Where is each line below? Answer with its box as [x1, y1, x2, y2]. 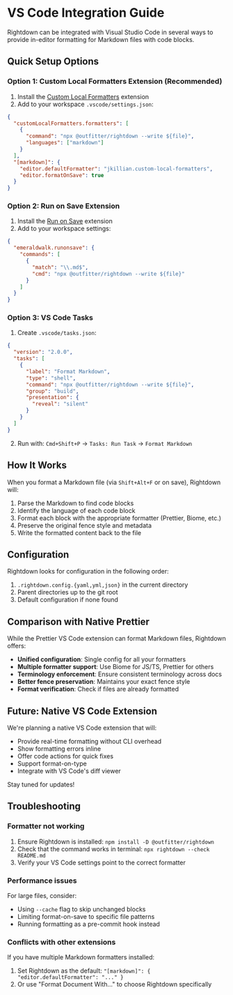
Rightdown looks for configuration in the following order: [7, 567, 169, 576]
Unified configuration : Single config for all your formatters [17, 655, 186, 664]
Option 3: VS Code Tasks [7, 313, 94, 322]
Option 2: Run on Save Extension [7, 201, 120, 211]
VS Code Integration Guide [7, 5, 165, 21]
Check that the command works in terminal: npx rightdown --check [17, 844, 210, 853]
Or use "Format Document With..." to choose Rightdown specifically [17, 980, 212, 989]
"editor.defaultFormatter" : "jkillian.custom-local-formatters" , [19, 165, 214, 172]
